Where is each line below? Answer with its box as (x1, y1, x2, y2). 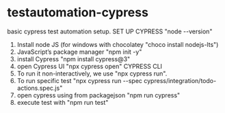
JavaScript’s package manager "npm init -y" (16, 48, 142, 56)
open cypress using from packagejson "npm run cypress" (16, 91, 181, 99)
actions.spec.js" (16, 84, 63, 92)
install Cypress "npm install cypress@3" (16, 54, 131, 63)
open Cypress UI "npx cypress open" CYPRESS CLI (16, 62, 163, 70)
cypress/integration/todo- (143, 76, 217, 84)
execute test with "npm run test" (16, 98, 109, 106)
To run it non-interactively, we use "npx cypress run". (16, 69, 168, 78)
